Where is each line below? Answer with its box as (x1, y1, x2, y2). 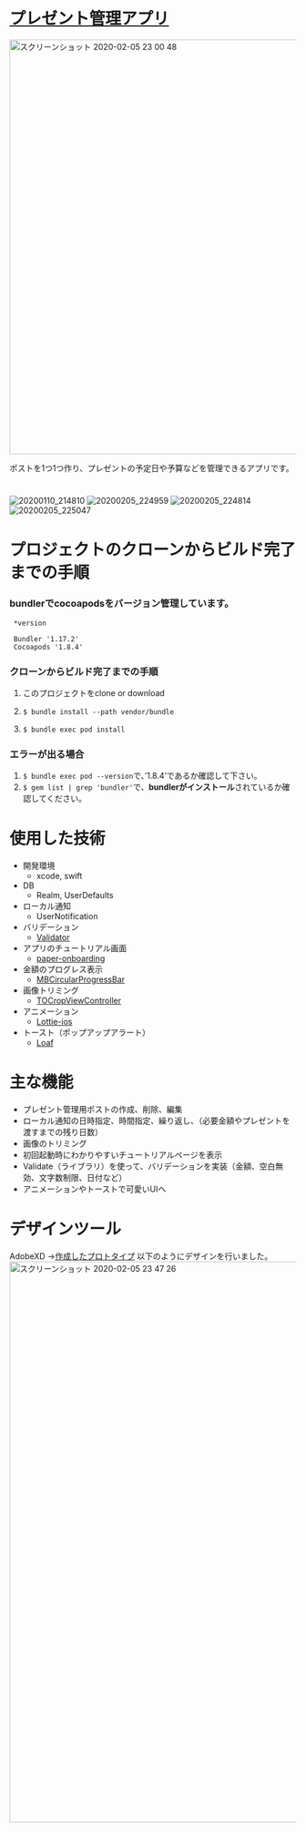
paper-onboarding (36, 953, 106, 964)
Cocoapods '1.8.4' (13, 642, 84, 651)
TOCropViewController (36, 995, 121, 1007)
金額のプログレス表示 (22, 964, 103, 975)
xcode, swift (36, 871, 83, 882)
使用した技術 (9, 828, 107, 849)
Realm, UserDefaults (36, 890, 114, 901)
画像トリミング (22, 985, 79, 996)
